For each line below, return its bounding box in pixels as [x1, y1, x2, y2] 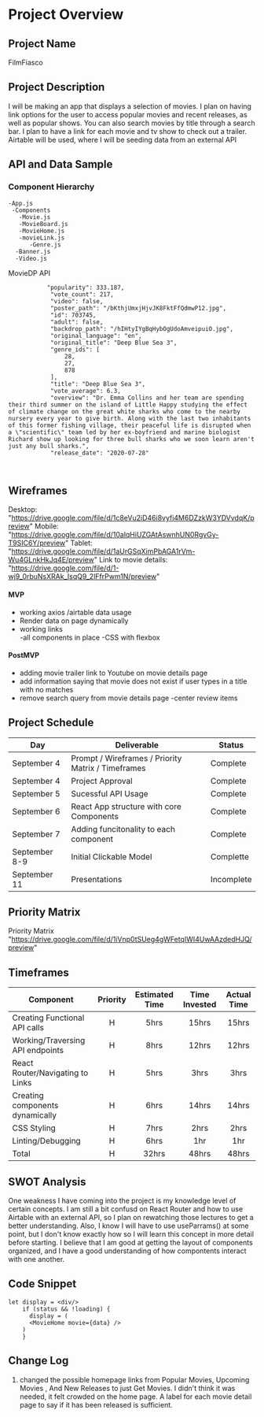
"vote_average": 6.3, [49, 387, 122, 395]
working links [19, 624, 63, 633]
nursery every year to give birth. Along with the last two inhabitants [8, 414, 251, 422]
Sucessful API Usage [70, 788, 148, 799]
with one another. [8, 1254, 65, 1263]
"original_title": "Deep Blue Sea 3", [49, 339, 178, 347]
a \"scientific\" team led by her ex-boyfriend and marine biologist [8, 428, 241, 436]
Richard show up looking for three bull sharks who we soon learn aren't [8, 435, 255, 443]
